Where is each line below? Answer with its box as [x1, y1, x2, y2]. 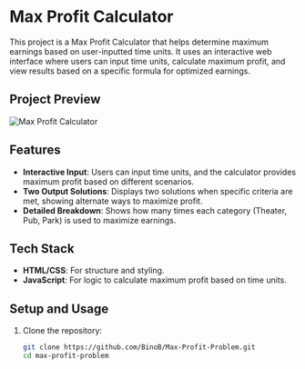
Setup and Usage [9, 301, 109, 316]
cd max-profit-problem [22, 352, 109, 361]
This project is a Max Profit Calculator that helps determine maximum [9, 36, 269, 47]
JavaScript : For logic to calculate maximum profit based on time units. [22, 274, 287, 285]
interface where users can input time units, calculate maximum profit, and [9, 55, 286, 66]
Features [9, 143, 61, 158]
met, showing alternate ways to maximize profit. [22, 195, 203, 206]
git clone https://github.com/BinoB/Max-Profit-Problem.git [22, 343, 256, 352]
